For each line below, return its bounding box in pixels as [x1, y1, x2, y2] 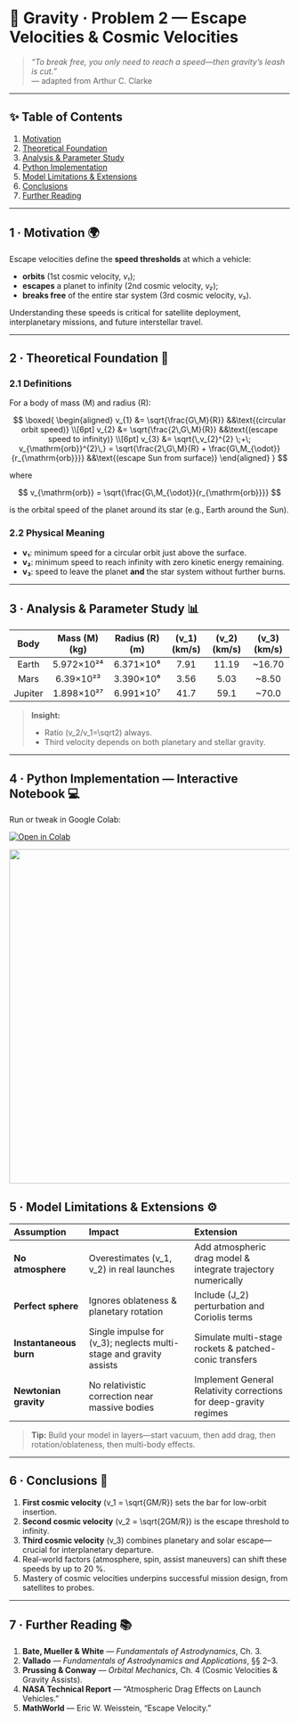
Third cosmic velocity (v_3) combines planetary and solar [21, 1535, 236, 1546]
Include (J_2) [194, 1288, 249, 1300]
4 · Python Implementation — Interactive [9, 771, 238, 786]
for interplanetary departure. [48, 1544, 154, 1554]
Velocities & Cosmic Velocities [9, 27, 238, 47]
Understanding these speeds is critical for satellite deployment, [9, 307, 242, 317]
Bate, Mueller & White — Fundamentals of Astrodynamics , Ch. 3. [21, 1645, 263, 1656]
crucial [21, 1544, 47, 1554]
